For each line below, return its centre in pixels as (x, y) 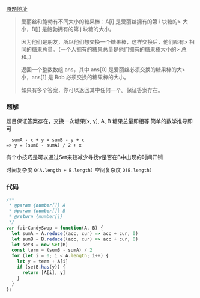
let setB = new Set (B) (40, 245)
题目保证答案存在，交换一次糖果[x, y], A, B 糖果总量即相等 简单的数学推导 (97, 121)
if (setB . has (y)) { (41, 267)
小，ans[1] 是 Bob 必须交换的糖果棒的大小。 (75, 77)
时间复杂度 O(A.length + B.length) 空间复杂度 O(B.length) (79, 170)
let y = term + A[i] (43, 261)
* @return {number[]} (36, 217)
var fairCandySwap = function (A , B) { (55, 228)
